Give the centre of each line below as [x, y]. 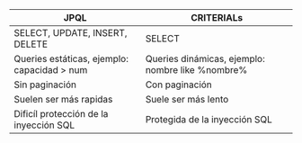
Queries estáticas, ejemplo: [71, 59]
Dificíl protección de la [61, 114]
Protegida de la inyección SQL [209, 119]
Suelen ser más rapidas [63, 99]
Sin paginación [45, 85]
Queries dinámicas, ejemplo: [205, 59]
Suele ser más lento [187, 99]
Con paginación [179, 85]
